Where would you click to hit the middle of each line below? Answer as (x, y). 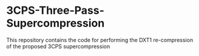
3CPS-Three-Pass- (56, 11)
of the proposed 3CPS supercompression (58, 46)
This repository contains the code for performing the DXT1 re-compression (100, 40)
